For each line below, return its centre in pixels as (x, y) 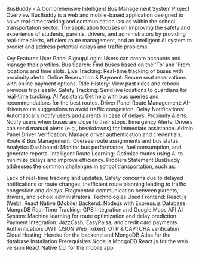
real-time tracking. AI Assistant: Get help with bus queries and (83, 96)
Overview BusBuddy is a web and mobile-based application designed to (95, 15)
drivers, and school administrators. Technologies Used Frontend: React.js (97, 197)
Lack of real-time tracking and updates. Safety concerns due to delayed (95, 178)
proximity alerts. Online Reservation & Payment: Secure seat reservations (96, 77)
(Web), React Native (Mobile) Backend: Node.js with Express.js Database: (97, 203)
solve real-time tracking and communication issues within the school (91, 21)
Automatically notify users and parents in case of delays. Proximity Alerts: (97, 115)
